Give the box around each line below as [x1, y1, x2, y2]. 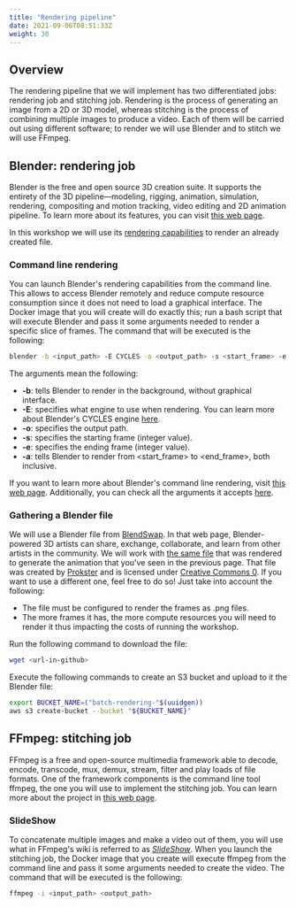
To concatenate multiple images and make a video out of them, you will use [9, 834, 284, 845]
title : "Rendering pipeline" [9, 12, 117, 22]
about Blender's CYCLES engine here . [21, 413, 161, 425]
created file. [9, 236, 53, 247]
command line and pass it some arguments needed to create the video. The [9, 863, 285, 873]
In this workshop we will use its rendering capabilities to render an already [9, 227, 280, 237]
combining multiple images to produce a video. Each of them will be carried [9, 114, 285, 125]
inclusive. [21, 461, 57, 472]
